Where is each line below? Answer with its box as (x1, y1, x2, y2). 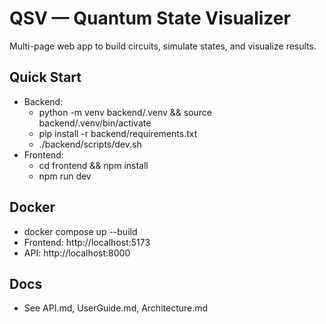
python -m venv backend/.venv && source (38, 106, 213, 118)
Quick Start (9, 69, 82, 86)
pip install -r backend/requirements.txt (38, 127, 198, 139)
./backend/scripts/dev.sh (38, 138, 142, 150)
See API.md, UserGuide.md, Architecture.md (23, 302, 209, 314)
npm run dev (38, 170, 92, 182)
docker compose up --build (23, 225, 138, 237)
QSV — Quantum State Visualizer (9, 7, 291, 30)
